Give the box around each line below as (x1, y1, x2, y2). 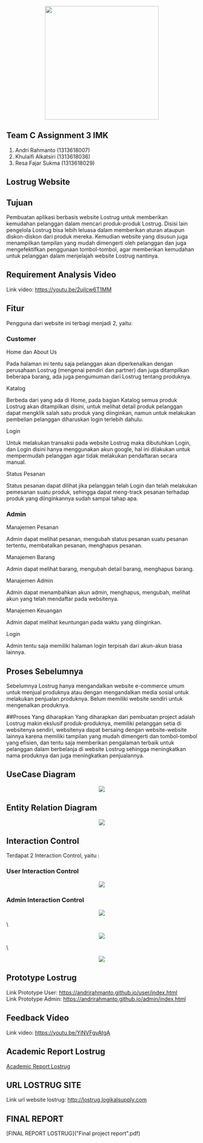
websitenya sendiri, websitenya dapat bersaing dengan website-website (6, 726, 187, 734)
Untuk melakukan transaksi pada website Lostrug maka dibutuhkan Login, (6, 439, 191, 446)
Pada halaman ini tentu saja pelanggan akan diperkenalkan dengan (6, 360, 173, 367)
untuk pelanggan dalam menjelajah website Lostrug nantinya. (6, 252, 159, 260)
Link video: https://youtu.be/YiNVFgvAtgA (6, 1029, 111, 1036)
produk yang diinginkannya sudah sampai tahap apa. (6, 494, 138, 502)
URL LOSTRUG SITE (6, 1080, 82, 1090)
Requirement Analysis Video (6, 270, 116, 280)
